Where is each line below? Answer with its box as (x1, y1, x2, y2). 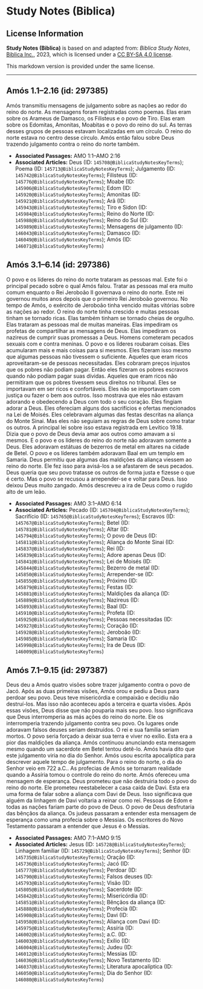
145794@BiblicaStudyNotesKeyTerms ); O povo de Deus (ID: (14, 531, 157, 539)
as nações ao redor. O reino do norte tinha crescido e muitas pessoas (6, 307, 179, 315)
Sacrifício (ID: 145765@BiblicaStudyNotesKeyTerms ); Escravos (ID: (14, 513, 175, 520)
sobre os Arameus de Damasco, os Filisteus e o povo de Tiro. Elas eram (6, 114, 185, 122)
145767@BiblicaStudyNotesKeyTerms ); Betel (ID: (14, 519, 130, 526)
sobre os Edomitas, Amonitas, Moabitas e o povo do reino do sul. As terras (6, 121, 192, 128)
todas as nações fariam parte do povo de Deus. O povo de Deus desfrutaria (6, 803, 195, 810)
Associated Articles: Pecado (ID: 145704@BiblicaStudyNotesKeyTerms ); (14, 506, 190, 513)
